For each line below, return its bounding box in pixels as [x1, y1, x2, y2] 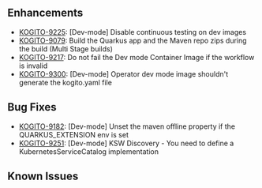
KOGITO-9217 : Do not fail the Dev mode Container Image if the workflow [18, 52, 255, 62]
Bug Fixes [7, 100, 57, 114]
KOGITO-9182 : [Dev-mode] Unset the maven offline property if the [18, 122, 236, 131]
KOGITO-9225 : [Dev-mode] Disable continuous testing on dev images [18, 27, 246, 36]
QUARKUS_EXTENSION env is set [18, 130, 129, 139]
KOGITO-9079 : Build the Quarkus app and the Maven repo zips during [18, 36, 247, 45]
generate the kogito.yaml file [18, 77, 112, 87]
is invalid [18, 61, 48, 70]
